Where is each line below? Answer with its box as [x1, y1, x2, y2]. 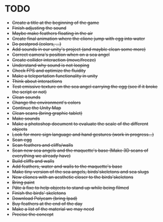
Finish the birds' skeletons [11, 190, 66, 196]
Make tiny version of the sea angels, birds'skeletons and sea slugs [11, 168, 149, 174]
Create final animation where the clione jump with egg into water [11, 36, 145, 42]
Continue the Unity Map [11, 105, 61, 111]
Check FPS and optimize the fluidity [11, 67, 86, 73]
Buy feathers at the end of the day [11, 200, 83, 206]
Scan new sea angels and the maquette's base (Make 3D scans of [11, 147, 148, 153]
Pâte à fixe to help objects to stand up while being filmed [11, 184, 129, 190]
